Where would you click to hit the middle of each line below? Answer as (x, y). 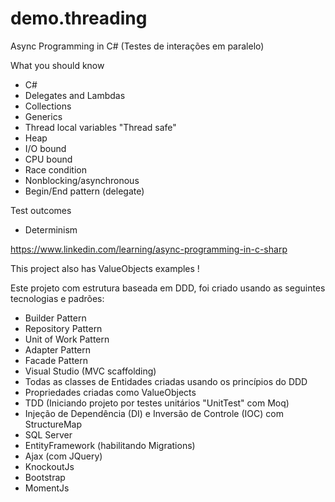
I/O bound (45, 148)
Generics (43, 116)
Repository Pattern (63, 328)
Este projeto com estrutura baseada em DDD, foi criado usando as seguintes (168, 288)
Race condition (55, 169)
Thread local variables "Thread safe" (100, 127)
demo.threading (79, 18)
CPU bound (48, 159)
